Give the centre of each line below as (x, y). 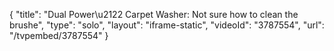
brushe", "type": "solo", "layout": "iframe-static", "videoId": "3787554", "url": (167, 25)
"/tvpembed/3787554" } (59, 35)
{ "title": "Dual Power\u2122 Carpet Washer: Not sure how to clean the (154, 14)
